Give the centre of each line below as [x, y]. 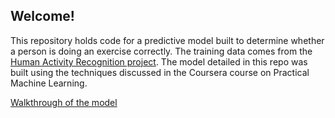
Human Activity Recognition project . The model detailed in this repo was [159, 61]
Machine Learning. [49, 83]
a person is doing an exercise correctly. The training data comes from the [161, 51]
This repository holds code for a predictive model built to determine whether [167, 40]
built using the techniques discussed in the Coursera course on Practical [160, 72]
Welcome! [42, 16]
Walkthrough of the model [64, 102]
